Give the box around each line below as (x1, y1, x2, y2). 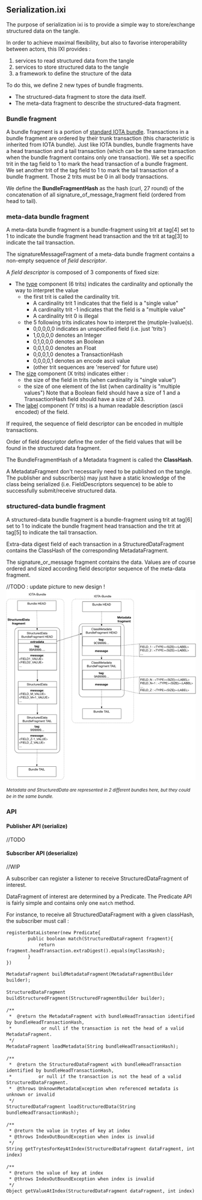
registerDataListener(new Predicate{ (6, 930, 101, 936)
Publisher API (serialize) (6, 822, 68, 830)
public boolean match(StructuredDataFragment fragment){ (28, 936, 173, 942)
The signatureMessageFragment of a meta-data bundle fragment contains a (6, 251, 195, 258)
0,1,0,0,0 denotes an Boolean (32, 338, 105, 345)
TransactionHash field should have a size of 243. (23, 396, 145, 403)
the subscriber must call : (6, 917, 69, 924)
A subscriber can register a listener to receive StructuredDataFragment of (6, 875, 189, 882)
